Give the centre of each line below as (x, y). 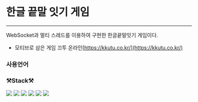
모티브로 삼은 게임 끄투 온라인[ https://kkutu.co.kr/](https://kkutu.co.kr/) (99, 47)
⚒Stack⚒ (20, 80)
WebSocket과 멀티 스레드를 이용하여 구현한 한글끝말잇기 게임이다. (82, 35)
